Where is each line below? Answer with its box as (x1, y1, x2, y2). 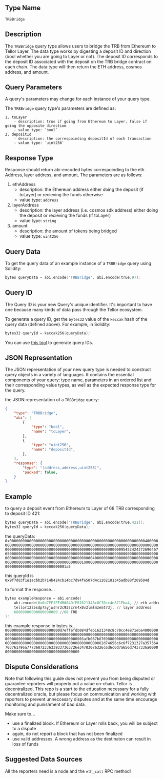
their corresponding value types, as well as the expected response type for (5, 382, 156, 388)
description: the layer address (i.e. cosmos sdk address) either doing (19, 207, 158, 213)
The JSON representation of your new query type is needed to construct (5, 367, 151, 372)
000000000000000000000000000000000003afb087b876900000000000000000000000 (5, 636, 159, 641)
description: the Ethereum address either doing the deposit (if (19, 186, 144, 192)
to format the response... (5, 586, 55, 592)
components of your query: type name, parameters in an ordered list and (5, 377, 152, 383)
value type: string (19, 218, 57, 224)
